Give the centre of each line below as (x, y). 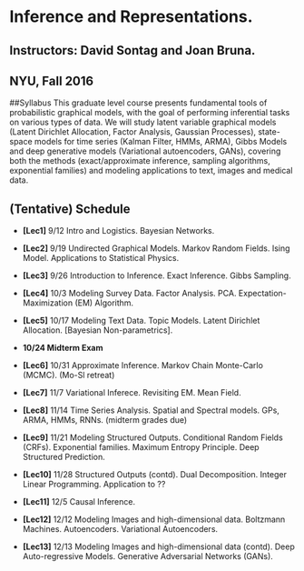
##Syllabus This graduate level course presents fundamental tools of (138, 103)
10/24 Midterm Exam (63, 348)
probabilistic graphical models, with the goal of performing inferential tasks (150, 113)
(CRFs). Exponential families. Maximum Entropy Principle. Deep (141, 447)
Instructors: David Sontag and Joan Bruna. (132, 50)
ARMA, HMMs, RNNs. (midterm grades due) (105, 420)
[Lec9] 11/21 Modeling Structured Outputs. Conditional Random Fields (152, 437)
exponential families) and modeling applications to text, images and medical (151, 171)
